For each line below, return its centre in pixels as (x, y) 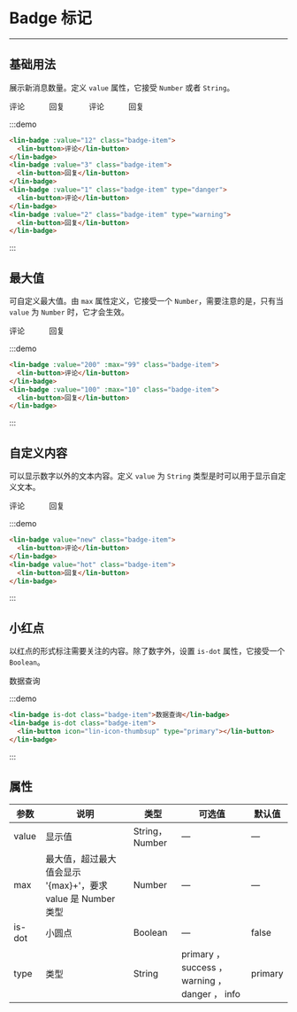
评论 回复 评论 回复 (76, 106)
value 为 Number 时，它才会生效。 (69, 312)
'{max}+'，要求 (76, 885)
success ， (204, 967)
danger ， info (211, 993)
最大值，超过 (72, 859)
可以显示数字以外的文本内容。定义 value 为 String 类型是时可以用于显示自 (144, 476)
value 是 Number (80, 899)
